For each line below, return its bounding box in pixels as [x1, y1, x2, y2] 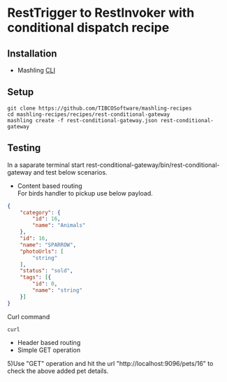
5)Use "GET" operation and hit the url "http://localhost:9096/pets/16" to [7, 359, 214, 367]
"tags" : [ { [20, 274, 52, 281]
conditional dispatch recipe [7, 20, 170, 36]
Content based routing [17, 182, 82, 190]
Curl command [7, 312, 50, 321]
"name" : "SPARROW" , [20, 241, 77, 249]
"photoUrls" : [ [20, 248, 64, 255]
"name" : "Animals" [32, 222, 86, 229]
